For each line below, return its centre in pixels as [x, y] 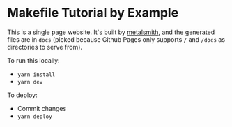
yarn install [36, 75]
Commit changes [42, 108]
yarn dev [30, 82]
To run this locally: [34, 60]
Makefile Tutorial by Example [93, 13]
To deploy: [22, 95]
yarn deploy [34, 117]
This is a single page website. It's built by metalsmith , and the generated [111, 32]
